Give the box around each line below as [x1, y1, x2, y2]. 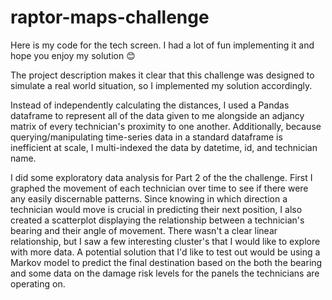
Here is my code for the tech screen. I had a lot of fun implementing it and [10, 39, 315, 51]
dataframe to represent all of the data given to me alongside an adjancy [10, 109, 305, 121]
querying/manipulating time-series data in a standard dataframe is [10, 131, 283, 143]
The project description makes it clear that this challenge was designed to [10, 69, 315, 81]
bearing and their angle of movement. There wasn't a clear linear [10, 224, 278, 236]
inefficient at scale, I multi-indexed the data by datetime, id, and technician [10, 141, 318, 153]
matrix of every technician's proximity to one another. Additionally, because [10, 120, 322, 132]
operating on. [10, 277, 66, 290]
